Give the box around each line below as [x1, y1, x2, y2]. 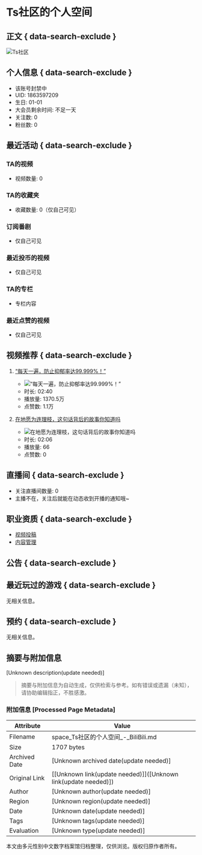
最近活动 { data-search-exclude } [6, 141, 132, 151]
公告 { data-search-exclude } [6, 558, 117, 568]
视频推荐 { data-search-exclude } [6, 350, 132, 361]
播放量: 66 [23, 443, 50, 451]
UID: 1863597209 [14, 91, 59, 99]
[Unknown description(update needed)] [6, 669, 105, 677]
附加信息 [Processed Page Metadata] [6, 705, 115, 714]
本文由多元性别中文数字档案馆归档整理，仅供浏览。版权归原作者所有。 [6, 842, 180, 850]
